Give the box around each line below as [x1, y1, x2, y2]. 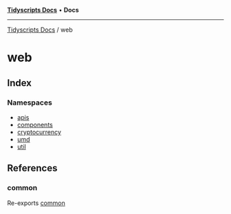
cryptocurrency [16, 127, 62, 136]
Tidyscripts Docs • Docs [7, 6, 79, 14]
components [16, 120, 53, 129]
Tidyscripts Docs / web [7, 25, 74, 34]
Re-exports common [7, 199, 65, 207]
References [7, 162, 58, 174]
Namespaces [7, 98, 53, 107]
